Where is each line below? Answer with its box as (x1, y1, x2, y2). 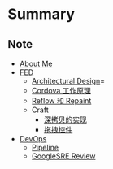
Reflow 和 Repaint (31, 96, 92, 106)
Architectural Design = (31, 76, 106, 85)
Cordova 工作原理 (31, 86, 91, 95)
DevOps (19, 134, 47, 143)
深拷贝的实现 (43, 115, 87, 124)
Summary (7, 5, 75, 24)
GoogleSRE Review (31, 151, 96, 161)
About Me (19, 58, 54, 68)
